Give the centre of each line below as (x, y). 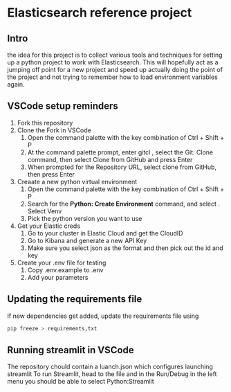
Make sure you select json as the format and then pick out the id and (125, 248)
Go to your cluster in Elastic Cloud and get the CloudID (105, 233)
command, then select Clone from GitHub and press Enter (110, 159)
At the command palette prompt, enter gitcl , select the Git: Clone (120, 152)
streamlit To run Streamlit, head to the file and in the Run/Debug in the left (112, 374)
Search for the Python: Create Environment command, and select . (123, 204)
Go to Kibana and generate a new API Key (87, 240)
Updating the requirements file (75, 299)
